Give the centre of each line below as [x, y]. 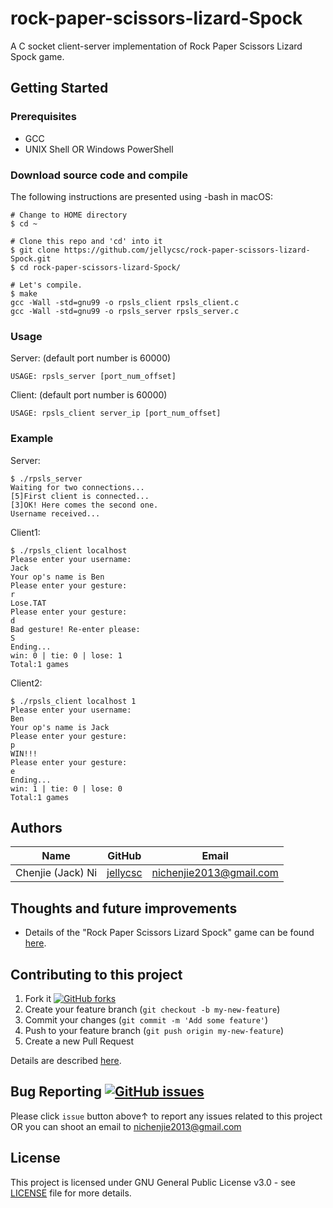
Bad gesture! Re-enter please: [75, 629]
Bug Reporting [56, 1092]
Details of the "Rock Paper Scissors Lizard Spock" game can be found [169, 933]
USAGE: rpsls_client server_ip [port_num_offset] [116, 413]
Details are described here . [66, 1060]
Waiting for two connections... [77, 487]
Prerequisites [43, 117]
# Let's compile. [46, 285]
